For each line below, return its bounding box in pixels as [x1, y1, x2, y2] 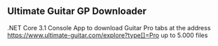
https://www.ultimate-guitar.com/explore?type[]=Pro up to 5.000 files [7, 31, 208, 39]
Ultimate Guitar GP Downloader [7, 5, 147, 17]
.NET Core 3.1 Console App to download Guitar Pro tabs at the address [7, 23, 211, 32]
